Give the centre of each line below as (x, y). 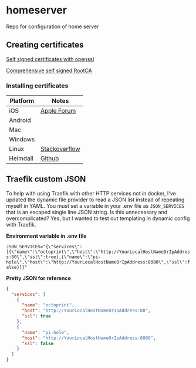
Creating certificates (45, 45)
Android (20, 120)
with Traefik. (21, 224)
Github (50, 158)
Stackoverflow (60, 149)
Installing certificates (37, 86)
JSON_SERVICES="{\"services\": (44, 247)
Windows (22, 140)
